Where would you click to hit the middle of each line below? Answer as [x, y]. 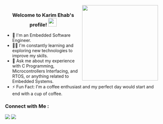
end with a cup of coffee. [37, 94]
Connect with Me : [27, 106]
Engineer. [22, 41]
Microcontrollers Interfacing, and [45, 71]
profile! [38, 25]
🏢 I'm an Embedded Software [41, 35]
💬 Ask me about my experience [43, 61]
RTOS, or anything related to [41, 76]
